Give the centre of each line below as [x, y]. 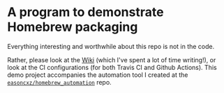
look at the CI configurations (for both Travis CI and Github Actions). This [112, 67]
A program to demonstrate [85, 12]
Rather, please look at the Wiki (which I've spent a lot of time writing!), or [112, 59]
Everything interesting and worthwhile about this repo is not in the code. [111, 46]
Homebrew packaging [73, 27]
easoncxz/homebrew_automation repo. [59, 82]
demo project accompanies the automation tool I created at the [98, 75]
